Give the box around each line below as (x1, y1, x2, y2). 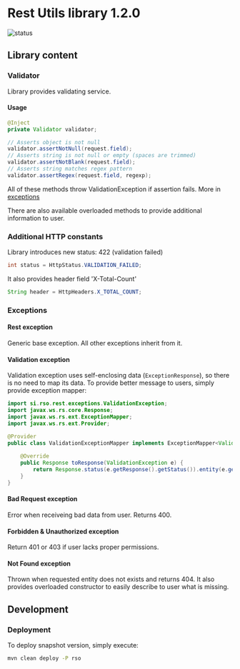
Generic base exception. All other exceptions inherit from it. (7, 339, 183, 347)
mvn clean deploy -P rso (7, 655, 81, 662)
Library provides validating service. (7, 87, 111, 96)
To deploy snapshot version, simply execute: (7, 641, 139, 649)
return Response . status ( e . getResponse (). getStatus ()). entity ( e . (33, 466, 229, 473)
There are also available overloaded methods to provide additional (7, 206, 202, 215)
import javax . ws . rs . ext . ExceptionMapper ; (7, 413, 133, 421)
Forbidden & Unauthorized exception (7, 527, 119, 535)
